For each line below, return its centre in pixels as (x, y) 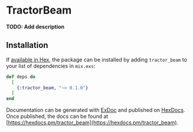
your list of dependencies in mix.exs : (51, 66)
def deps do (21, 77)
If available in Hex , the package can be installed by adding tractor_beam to (97, 59)
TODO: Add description (35, 27)
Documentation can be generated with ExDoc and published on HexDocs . (96, 110)
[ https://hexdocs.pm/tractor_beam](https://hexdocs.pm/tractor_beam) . (92, 123)
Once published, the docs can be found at (57, 117)
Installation (27, 45)
